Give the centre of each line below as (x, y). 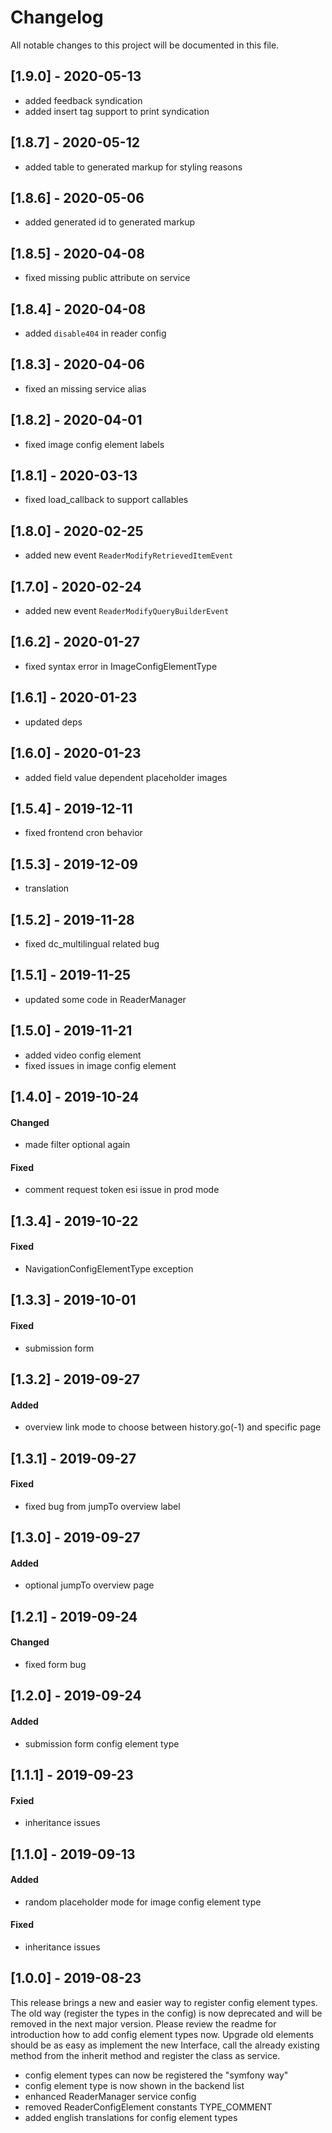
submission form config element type (102, 1743)
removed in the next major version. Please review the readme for (143, 2023)
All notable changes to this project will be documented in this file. (145, 45)
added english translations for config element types (131, 2117)
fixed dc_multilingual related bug (92, 943)
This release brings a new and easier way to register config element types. (164, 2002)
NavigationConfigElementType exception (109, 1268)
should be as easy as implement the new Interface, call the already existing (165, 2045)
